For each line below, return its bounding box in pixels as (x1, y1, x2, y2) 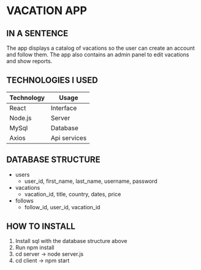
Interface (51, 104, 77, 112)
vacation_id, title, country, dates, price (24, 190, 121, 198)
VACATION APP (6, 4, 88, 18)
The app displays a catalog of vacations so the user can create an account (6, 44, 195, 52)
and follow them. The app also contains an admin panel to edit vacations (6, 51, 189, 58)
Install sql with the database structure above (15, 237, 127, 245)
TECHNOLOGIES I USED (6, 75, 98, 86)
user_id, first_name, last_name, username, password (24, 177, 157, 185)
